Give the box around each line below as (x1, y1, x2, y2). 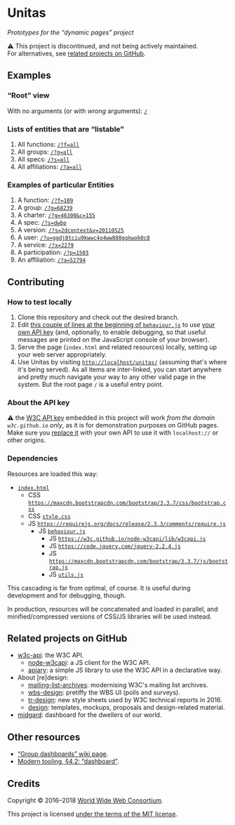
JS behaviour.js (38, 527, 86, 535)
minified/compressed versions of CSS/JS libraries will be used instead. (7, 612, 212, 621)
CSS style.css (27, 511, 72, 520)
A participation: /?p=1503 (17, 248, 89, 257)
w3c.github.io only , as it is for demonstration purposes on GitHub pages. (7, 421, 219, 430)
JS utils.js (48, 570, 84, 579)
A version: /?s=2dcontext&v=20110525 (17, 226, 124, 235)
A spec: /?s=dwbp (17, 218, 67, 227)
